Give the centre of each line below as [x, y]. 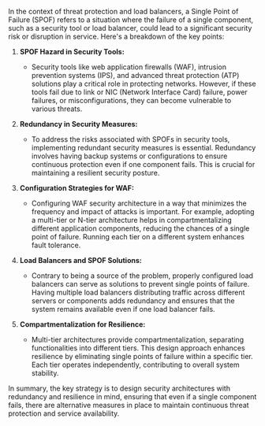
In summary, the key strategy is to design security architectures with [119, 388]
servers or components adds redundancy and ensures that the [133, 301]
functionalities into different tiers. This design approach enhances [138, 348]
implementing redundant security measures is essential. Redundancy [144, 148]
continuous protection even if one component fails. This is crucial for [143, 164]
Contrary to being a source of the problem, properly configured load [142, 276]
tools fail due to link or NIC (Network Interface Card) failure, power [140, 92]
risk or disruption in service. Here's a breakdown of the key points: [116, 36]
